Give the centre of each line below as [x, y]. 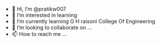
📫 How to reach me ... [39, 34]
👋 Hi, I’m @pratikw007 [39, 9]
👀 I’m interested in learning [44, 15]
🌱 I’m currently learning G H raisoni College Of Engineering [83, 21]
